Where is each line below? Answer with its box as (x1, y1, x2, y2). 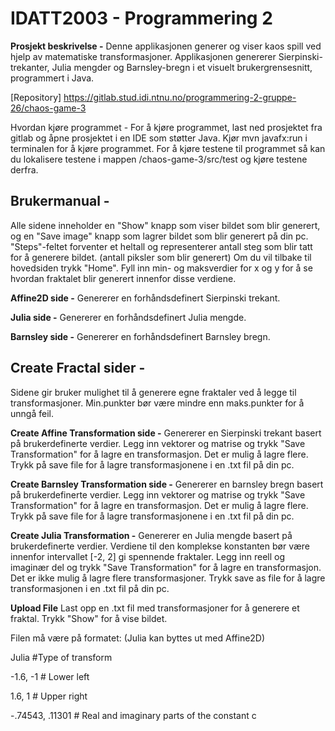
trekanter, (10, 61, 50, 73)
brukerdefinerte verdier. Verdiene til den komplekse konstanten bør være (10, 540, 311, 552)
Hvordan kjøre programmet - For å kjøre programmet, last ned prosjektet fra (10, 121, 323, 133)
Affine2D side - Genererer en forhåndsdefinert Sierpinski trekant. (10, 292, 281, 304)
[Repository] (10, 91, 62, 103)
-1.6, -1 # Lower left (10, 670, 90, 682)
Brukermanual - (10, 193, 110, 210)
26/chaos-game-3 (10, 102, 87, 114)
